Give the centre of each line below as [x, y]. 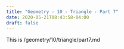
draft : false [22, 23]
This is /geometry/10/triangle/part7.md [53, 40]
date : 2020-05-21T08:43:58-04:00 [48, 17]
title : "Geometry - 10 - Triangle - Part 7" [62, 12]
